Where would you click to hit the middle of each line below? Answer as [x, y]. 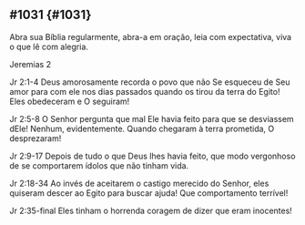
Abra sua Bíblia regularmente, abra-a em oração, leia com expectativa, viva [151, 36]
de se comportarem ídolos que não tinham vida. [99, 165]
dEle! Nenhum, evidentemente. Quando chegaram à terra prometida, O [142, 128]
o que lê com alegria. [49, 46]
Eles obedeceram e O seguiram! [70, 101]
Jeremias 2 [30, 64]
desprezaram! [36, 138]
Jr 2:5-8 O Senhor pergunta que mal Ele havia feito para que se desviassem [152, 118]
